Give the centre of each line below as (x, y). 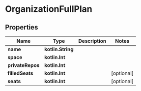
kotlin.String (59, 49)
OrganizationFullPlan (49, 9)
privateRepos (24, 65)
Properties (22, 27)
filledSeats (20, 73)
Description (92, 41)
